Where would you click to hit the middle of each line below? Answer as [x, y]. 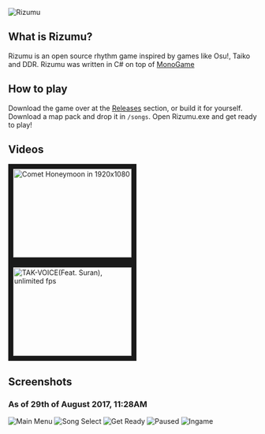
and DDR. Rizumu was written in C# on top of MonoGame [101, 64]
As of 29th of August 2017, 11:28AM [78, 404]
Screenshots [40, 382]
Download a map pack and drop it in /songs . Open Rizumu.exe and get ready [133, 116]
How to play [38, 89]
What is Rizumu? [50, 37]
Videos [26, 150]
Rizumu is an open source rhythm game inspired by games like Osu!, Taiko [129, 56]
